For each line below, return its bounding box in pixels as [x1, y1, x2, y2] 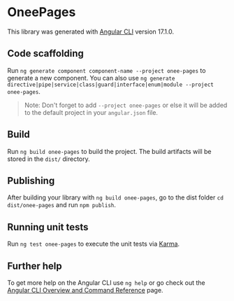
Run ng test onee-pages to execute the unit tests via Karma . [7, 239, 180, 248]
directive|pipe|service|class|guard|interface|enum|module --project [7, 81, 214, 88]
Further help [7, 260, 63, 272]
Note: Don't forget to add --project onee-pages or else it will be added [24, 101, 228, 109]
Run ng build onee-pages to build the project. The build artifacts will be [7, 147, 212, 155]
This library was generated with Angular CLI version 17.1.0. [7, 27, 175, 36]
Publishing [7, 174, 55, 186]
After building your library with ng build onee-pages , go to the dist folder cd [7, 193, 224, 202]
